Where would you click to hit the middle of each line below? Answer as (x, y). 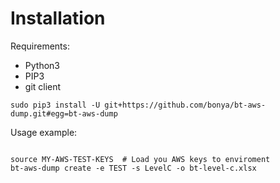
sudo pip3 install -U (55, 105)
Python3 (42, 65)
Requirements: (40, 46)
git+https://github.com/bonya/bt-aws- (185, 105)
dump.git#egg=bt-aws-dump (64, 113)
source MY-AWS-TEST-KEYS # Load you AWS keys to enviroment (140, 159)
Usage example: (44, 132)
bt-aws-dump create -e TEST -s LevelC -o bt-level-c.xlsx (133, 168)
